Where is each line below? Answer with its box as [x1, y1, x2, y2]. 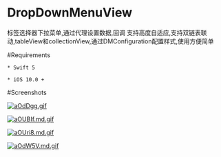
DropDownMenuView [7, 5, 133, 21]
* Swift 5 [7, 64, 36, 71]
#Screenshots [7, 88, 47, 96]
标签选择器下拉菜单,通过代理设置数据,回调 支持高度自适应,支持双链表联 [7, 28, 208, 36]
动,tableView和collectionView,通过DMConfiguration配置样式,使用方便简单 [7, 36, 214, 45]
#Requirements [7, 50, 50, 59]
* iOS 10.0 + [7, 76, 45, 83]
